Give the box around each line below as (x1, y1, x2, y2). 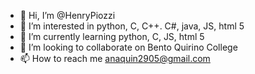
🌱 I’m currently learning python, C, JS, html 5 (19, 31, 205, 42)
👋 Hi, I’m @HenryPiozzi (19, 10, 116, 21)
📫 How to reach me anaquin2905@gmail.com (19, 53, 211, 64)
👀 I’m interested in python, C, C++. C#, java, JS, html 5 (19, 20, 245, 32)
